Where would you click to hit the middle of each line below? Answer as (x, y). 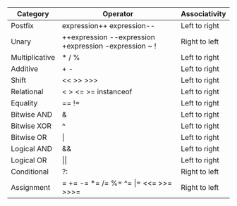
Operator (118, 14)
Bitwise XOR (31, 126)
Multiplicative (33, 57)
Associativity (203, 14)
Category (33, 14)
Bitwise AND (32, 114)
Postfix (22, 26)
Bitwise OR (29, 137)
